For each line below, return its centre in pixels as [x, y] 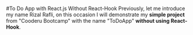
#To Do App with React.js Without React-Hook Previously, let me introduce [96, 8]
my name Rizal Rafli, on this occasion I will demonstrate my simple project [95, 15]
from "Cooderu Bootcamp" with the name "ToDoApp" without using [88, 21]
